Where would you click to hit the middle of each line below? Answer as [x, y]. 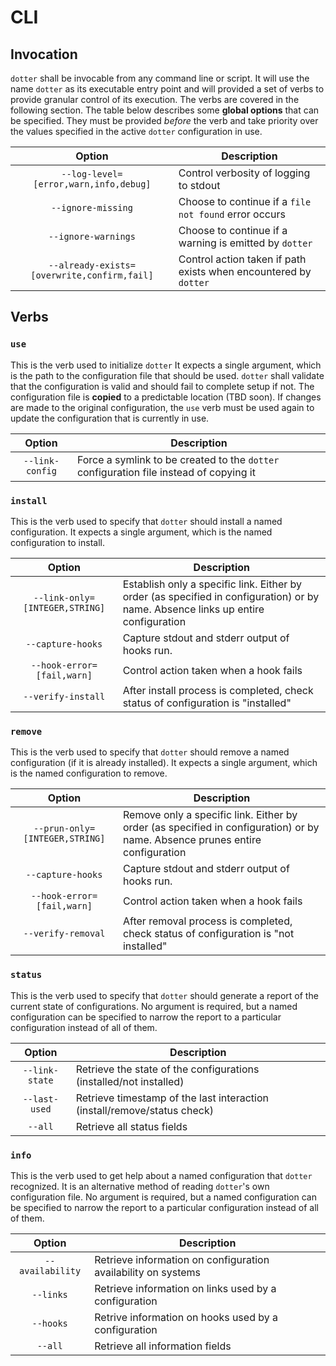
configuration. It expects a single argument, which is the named [141, 532]
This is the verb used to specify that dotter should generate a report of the [164, 995]
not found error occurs [232, 214]
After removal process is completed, [207, 921]
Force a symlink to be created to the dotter [178, 459]
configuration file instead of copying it [166, 472]
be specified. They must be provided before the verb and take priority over [164, 120]
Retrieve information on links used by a [185, 1288]
